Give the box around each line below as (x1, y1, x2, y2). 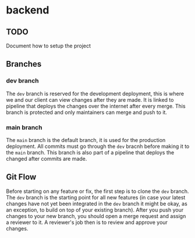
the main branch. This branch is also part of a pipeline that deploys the (6, 149, 175, 156)
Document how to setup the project (6, 42, 91, 49)
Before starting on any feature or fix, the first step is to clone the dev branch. (6, 188, 189, 195)
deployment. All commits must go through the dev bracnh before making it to (6, 143, 190, 150)
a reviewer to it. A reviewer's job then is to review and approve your (6, 219, 168, 226)
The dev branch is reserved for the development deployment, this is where (6, 90, 185, 97)
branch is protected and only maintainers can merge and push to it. (6, 109, 168, 116)
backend (6, 4, 49, 17)
